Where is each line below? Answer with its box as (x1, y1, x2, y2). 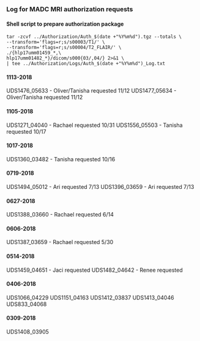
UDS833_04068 (6, 300, 47, 308)
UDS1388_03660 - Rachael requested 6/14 (6, 211, 114, 218)
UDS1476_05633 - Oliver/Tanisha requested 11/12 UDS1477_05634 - (6, 87, 177, 94)
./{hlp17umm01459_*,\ (6, 50, 62, 56)
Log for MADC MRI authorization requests (6, 5, 133, 13)
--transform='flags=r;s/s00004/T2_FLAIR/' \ (6, 45, 122, 51)
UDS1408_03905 (6, 328, 49, 335)
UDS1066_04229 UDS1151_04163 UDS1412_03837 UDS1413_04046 (6, 294, 174, 301)
